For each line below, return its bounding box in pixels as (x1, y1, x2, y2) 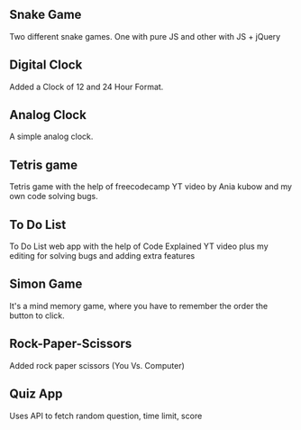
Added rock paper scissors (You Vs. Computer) (9, 360, 185, 371)
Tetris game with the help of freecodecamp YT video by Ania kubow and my (9, 181, 293, 192)
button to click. (9, 310, 65, 321)
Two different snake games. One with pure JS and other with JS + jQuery (9, 31, 281, 41)
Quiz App (9, 387, 63, 402)
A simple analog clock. (9, 131, 94, 142)
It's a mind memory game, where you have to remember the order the (9, 300, 269, 311)
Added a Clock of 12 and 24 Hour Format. (9, 81, 164, 92)
